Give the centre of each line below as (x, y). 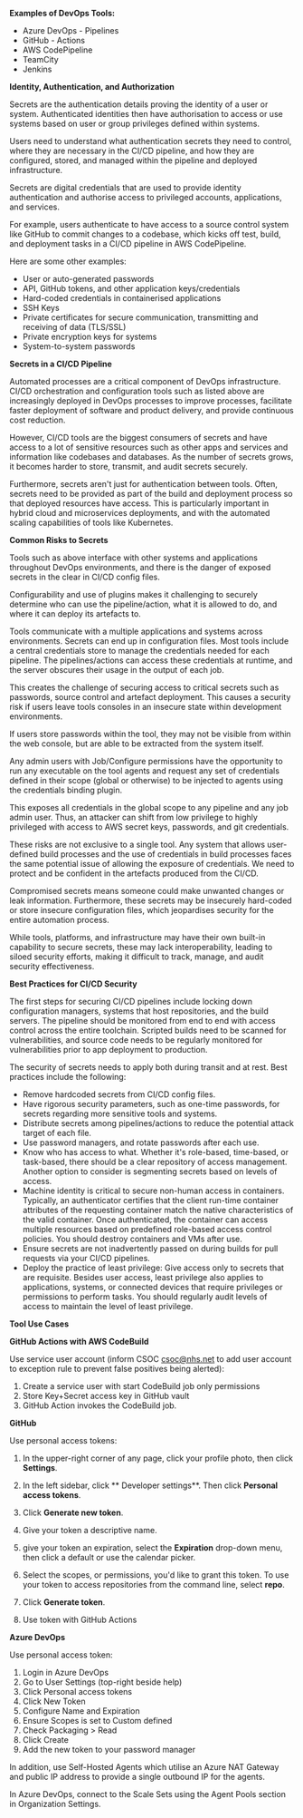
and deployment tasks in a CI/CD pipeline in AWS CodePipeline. (128, 243)
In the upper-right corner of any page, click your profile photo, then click (158, 1458)
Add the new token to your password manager (109, 1750)
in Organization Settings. (55, 1804)
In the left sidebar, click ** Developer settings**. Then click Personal (150, 1485)
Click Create (46, 1740)
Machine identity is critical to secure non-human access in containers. (153, 1191)
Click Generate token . (64, 1602)
